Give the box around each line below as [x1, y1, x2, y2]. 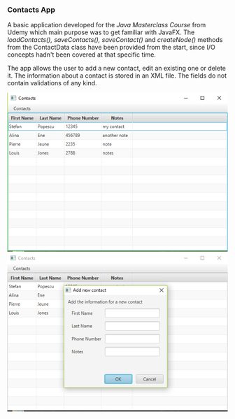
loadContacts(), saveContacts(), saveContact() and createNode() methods [7, 36, 223, 44]
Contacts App [7, 5, 56, 15]
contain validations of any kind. [7, 79, 97, 87]
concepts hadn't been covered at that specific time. [7, 50, 156, 59]
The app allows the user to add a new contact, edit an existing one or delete [7, 64, 226, 73]
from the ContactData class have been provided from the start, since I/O [7, 43, 215, 52]
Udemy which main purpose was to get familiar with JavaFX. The [7, 28, 195, 36]
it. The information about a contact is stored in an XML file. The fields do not [7, 71, 227, 80]
